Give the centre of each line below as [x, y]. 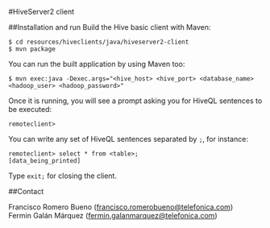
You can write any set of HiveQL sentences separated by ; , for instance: [128, 139]
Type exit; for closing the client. [62, 176]
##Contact [26, 191]
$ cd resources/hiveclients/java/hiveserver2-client [99, 42]
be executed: [30, 109]
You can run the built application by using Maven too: [97, 64]
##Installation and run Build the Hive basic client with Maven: [110, 27]
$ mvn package [32, 49]
